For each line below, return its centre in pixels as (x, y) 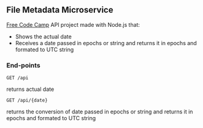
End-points (24, 65)
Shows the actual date (43, 37)
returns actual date (30, 89)
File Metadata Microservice (60, 10)
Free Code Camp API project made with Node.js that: (73, 24)
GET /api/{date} (27, 101)
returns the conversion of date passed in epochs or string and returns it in (100, 112)
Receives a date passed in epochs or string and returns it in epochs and (106, 43)
